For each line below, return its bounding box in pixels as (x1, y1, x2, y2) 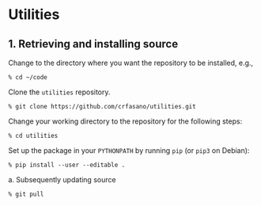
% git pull (8, 190, 44, 198)
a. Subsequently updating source (8, 175, 116, 184)
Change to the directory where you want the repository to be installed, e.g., (8, 58, 254, 67)
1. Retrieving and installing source (8, 37, 179, 51)
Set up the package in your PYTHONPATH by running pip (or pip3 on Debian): (8, 146, 250, 155)
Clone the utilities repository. (8, 87, 111, 97)
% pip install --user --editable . (8, 161, 126, 169)
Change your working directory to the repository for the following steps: (8, 116, 243, 126)
